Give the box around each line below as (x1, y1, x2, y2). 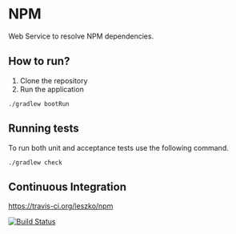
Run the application (19, 84, 84, 94)
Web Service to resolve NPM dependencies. (8, 31, 154, 41)
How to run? (8, 54, 70, 68)
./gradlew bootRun (8, 99, 70, 108)
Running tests (8, 122, 80, 135)
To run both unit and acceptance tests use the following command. (8, 143, 230, 152)
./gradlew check (8, 158, 62, 167)
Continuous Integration (8, 180, 126, 193)
